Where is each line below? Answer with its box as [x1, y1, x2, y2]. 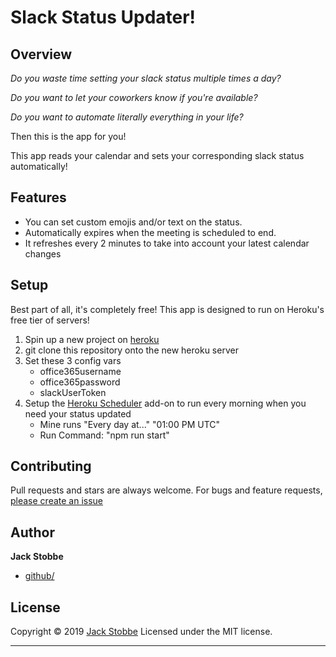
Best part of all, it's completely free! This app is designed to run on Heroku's [10, 303, 325, 315]
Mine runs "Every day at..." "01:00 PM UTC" [39, 418, 221, 430]
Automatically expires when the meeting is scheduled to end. [24, 226, 277, 238]
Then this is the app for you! [10, 131, 127, 142]
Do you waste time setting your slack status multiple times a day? [10, 72, 282, 84]
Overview [10, 46, 73, 63]
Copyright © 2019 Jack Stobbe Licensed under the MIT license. [10, 626, 273, 638]
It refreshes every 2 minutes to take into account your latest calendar [24, 237, 310, 249]
